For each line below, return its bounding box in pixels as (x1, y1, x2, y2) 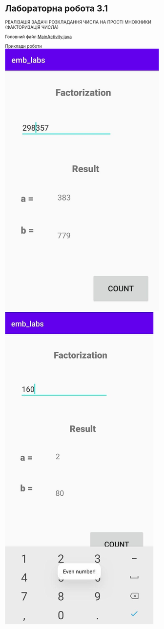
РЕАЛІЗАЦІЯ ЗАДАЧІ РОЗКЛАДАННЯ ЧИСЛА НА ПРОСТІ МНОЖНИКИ (5, 19, 152, 25)
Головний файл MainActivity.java (5, 34, 72, 40)
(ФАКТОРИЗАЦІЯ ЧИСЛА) (5, 24, 59, 30)
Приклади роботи (5, 43, 42, 49)
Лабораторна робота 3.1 (5, 3, 108, 14)
